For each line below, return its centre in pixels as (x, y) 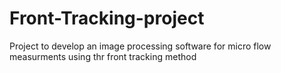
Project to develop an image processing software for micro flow (140, 46)
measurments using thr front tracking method (103, 56)
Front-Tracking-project (107, 18)
